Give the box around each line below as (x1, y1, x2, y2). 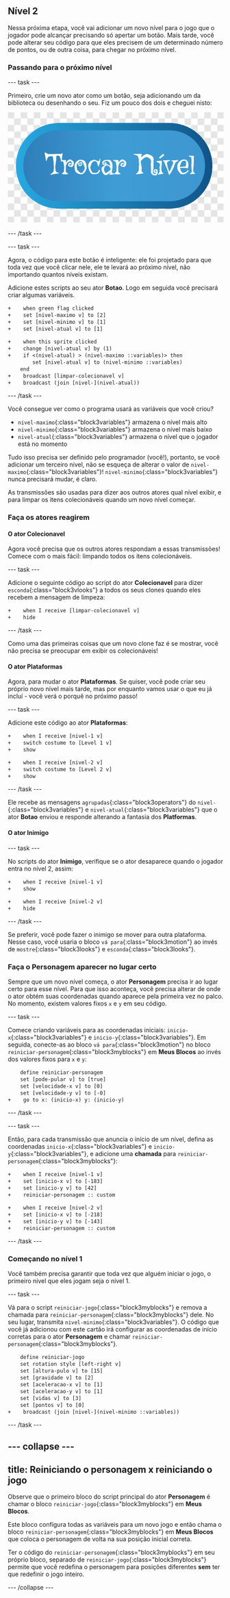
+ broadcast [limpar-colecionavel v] (8, 373, 125, 379)
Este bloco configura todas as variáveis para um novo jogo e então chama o (8, 1521, 222, 1529)
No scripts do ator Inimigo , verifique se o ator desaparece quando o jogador (8, 857, 224, 865)
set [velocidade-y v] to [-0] (20, 1089, 107, 1097)
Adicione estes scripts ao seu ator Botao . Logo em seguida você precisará (8, 284, 218, 292)
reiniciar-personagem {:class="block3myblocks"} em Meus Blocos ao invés (8, 1047, 222, 1056)
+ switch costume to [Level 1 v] (8, 740, 112, 747)
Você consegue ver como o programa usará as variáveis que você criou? (8, 405, 214, 413)
